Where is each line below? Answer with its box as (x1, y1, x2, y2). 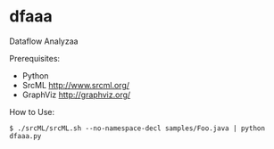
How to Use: (9, 106, 55, 117)
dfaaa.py (9, 131, 42, 140)
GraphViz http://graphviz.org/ (21, 89, 131, 100)
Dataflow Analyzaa (9, 36, 79, 46)
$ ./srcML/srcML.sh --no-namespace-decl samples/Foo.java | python (9, 123, 266, 133)
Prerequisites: (9, 53, 61, 63)
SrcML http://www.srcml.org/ (21, 79, 130, 90)
